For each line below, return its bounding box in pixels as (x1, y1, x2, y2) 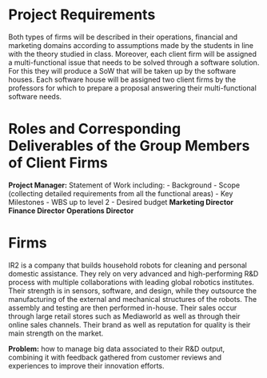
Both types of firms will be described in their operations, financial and (8, 32, 238, 42)
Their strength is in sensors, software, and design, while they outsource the (8, 286, 257, 296)
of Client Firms (8, 154, 108, 172)
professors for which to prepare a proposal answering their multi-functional (8, 82, 257, 93)
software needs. (8, 91, 62, 101)
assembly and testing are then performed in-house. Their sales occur (8, 303, 237, 312)
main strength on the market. (8, 328, 104, 338)
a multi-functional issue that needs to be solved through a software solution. (8, 58, 260, 67)
